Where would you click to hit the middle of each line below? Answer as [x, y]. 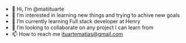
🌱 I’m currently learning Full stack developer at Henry [76, 21]
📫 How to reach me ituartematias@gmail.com [67, 34]
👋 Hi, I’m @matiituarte [38, 9]
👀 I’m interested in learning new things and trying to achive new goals [96, 15]
